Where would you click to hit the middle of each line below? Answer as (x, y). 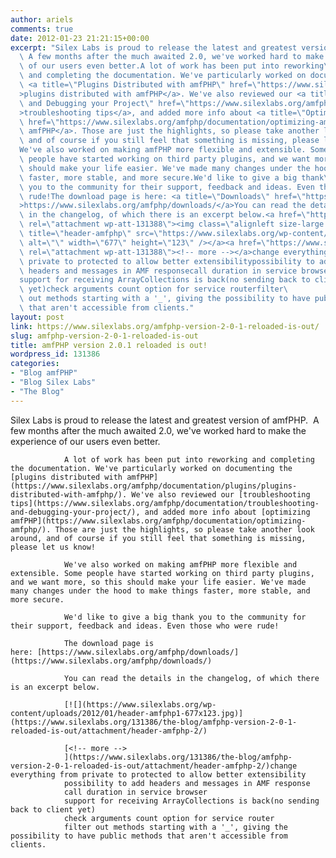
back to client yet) (53, 809)
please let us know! (53, 547)
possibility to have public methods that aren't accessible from (149, 836)
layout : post (37, 317)
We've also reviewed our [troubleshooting (221, 494)
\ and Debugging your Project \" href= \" (104, 103)
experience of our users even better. (85, 441)
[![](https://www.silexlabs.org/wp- (140, 704)
